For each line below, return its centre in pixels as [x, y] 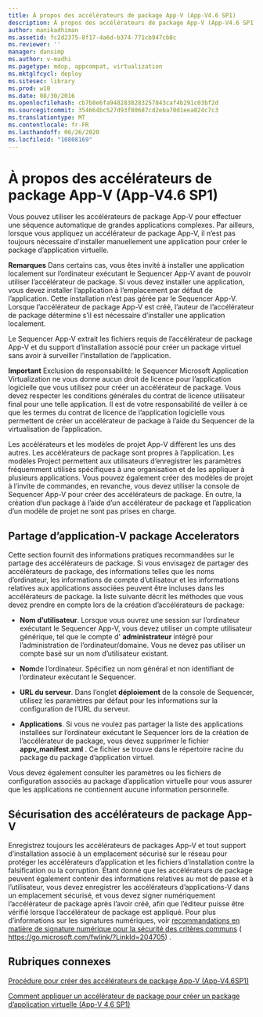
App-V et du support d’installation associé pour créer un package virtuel [124, 347]
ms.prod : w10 [29, 88]
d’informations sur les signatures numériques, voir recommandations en [124, 920]
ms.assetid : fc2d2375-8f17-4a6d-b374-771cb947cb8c [92, 37]
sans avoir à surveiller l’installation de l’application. [90, 356]
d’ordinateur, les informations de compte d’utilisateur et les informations [124, 580]
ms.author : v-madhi [40, 60]
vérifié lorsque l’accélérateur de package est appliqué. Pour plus [112, 913]
